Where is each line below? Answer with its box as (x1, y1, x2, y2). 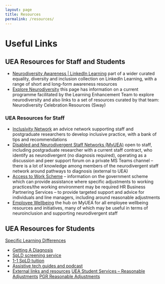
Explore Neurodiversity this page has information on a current (12, 86, 139, 92)
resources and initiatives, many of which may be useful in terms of (12, 205, 148, 211)
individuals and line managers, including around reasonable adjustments (12, 194, 160, 200)
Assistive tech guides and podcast (12, 263, 83, 269)
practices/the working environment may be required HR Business (12, 184, 146, 190)
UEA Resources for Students (5, 225, 95, 233)
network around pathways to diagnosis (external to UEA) (12, 168, 128, 174)
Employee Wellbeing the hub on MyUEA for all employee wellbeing (12, 199, 149, 206)
